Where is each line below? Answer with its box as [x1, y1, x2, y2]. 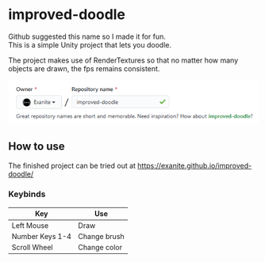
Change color [78, 243, 123, 253]
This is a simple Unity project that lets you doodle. [8, 40, 172, 49]
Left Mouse [11, 220, 49, 230]
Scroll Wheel [11, 243, 53, 253]
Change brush [78, 231, 125, 241]
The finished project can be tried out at [8, 161, 136, 170]
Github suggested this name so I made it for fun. [8, 32, 167, 41]
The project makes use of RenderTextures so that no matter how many [8, 55, 239, 65]
